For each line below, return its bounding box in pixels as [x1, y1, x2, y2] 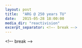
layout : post [5, 7, 32, 12]
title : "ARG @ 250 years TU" [5, 12, 67, 16]
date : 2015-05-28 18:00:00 [5, 16, 64, 21]
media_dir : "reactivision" [5, 20, 60, 26]
